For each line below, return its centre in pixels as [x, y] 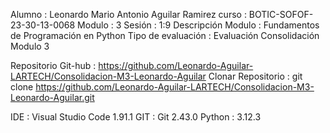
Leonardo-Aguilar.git [52, 97]
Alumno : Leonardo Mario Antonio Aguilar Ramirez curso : [128, 14]
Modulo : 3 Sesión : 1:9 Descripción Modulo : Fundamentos [198, 25]
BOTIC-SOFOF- [281, 14]
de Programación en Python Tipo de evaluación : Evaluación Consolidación [165, 35]
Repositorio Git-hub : [53, 65]
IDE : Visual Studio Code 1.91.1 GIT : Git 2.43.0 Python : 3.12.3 [136, 117]
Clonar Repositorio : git [255, 76]
